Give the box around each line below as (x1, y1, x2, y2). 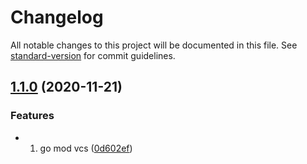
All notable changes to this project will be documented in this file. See (10, 39, 298, 51)
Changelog (10, 6, 104, 29)
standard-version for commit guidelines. (10, 49, 176, 61)
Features (10, 109, 55, 123)
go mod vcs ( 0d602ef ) (39, 142, 133, 154)
